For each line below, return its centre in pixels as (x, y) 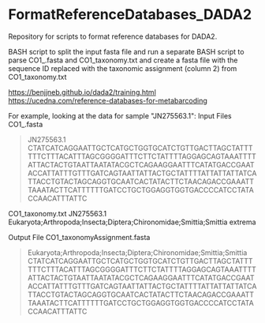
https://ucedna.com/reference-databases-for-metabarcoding (108, 100)
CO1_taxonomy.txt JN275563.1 (58, 213)
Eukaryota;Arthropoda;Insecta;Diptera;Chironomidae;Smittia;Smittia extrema (132, 222)
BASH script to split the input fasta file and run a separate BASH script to (126, 51)
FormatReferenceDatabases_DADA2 (130, 15)
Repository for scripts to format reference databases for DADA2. (113, 36)
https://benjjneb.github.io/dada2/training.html (82, 92)
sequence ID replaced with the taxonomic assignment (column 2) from (123, 68)
